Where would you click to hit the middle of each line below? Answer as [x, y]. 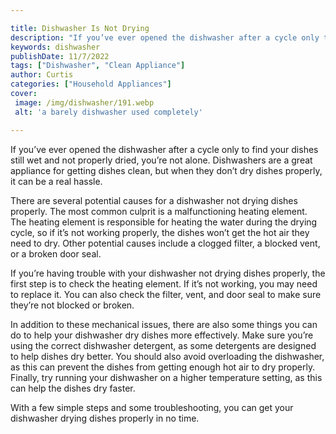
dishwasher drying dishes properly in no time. [105, 418]
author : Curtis [42, 75]
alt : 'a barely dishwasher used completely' [108, 112]
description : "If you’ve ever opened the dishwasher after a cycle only [165, 37]
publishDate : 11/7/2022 [60, 56]
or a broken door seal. [56, 253]
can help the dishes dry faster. [73, 388]
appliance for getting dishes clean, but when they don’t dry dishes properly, [166, 170]
